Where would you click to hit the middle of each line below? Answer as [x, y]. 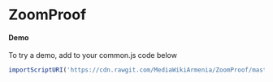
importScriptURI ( [38, 70]
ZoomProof [48, 15]
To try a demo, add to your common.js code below [93, 55]
